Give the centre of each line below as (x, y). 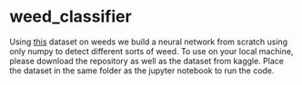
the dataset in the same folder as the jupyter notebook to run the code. (142, 71)
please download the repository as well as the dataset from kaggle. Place (147, 61)
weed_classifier (70, 17)
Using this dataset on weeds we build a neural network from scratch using (149, 42)
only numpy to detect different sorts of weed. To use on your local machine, (151, 51)
